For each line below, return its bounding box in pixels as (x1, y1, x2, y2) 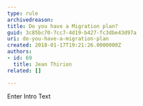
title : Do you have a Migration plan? (7, 23, 118, 29)
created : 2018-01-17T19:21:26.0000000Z (7, 42, 122, 49)
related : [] (7, 67, 41, 74)
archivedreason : (7, 16, 54, 23)
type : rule (7, 10, 38, 17)
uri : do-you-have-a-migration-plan (7, 36, 109, 42)
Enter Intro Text (7, 92, 51, 100)
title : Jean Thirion (13, 61, 72, 68)
